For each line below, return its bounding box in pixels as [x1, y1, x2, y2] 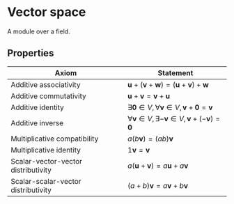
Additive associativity [10, 79, 81, 89]
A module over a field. [7, 27, 71, 36]
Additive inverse [10, 118, 64, 127]
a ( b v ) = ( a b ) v [127, 134, 174, 143]
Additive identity [10, 102, 65, 112]
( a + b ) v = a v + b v [127, 180, 188, 190]
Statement [157, 68, 194, 77]
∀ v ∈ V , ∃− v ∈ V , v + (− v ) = [127, 113, 221, 123]
